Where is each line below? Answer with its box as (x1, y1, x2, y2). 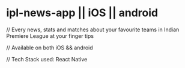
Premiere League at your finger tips (6, 32, 94, 39)
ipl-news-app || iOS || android (6, 6, 158, 20)
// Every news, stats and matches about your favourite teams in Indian (6, 26, 180, 33)
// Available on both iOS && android (6, 44, 93, 51)
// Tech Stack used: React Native (6, 55, 88, 63)
